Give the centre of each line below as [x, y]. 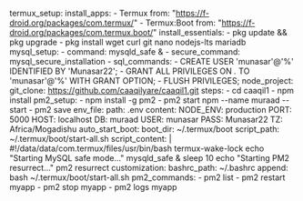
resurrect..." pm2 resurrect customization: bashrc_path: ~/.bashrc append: [149, 168]
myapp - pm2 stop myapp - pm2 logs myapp [93, 187]
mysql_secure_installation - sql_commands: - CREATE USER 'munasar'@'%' [151, 61]
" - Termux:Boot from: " [177, 23]
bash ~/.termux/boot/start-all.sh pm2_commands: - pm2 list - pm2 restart [147, 177]
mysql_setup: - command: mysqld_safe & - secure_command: [125, 52]
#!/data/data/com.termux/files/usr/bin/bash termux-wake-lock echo [137, 148]
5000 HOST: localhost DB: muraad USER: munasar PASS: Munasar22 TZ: [146, 119]
